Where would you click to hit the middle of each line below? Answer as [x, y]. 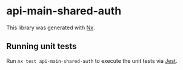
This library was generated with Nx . [51, 28]
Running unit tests [42, 46]
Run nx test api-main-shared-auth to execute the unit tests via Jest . [92, 60]
